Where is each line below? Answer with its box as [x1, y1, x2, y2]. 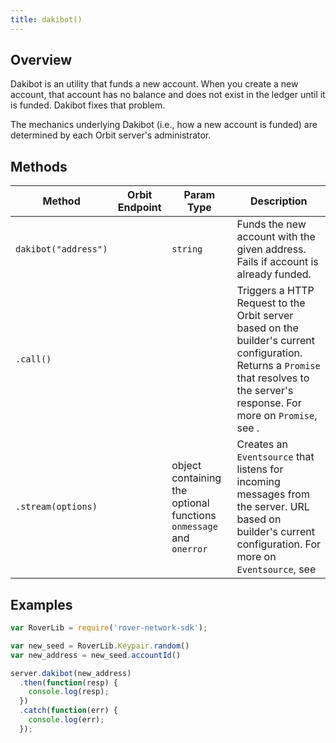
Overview [10, 52, 73, 69]
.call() [15, 354, 52, 365]
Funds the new [236, 217, 307, 231]
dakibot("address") [15, 244, 108, 255]
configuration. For [236, 537, 321, 551]
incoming [236, 475, 281, 489]
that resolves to [236, 371, 310, 385]
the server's [236, 384, 294, 398]
